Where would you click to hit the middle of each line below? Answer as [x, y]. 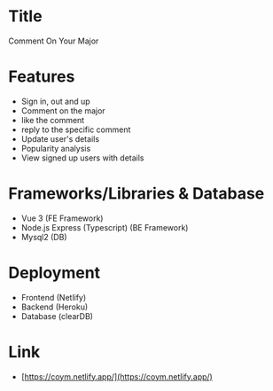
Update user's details [60, 138]
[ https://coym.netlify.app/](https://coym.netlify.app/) [117, 376]
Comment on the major [63, 110]
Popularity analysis [56, 148]
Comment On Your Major [54, 41]
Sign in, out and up [55, 101]
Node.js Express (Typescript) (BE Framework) [105, 227]
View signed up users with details [82, 158]
